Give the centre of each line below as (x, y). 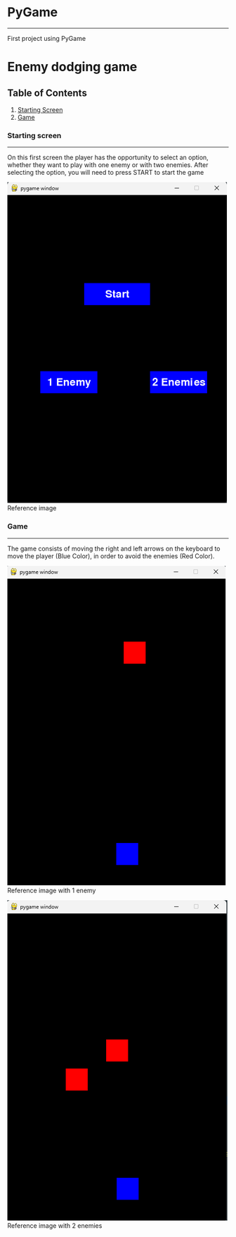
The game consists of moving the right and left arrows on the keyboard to (114, 548)
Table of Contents (47, 93)
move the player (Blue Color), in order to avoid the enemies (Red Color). (111, 556)
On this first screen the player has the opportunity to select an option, (108, 158)
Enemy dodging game (72, 67)
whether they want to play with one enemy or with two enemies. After (108, 165)
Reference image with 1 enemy (52, 890)
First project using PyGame (47, 38)
